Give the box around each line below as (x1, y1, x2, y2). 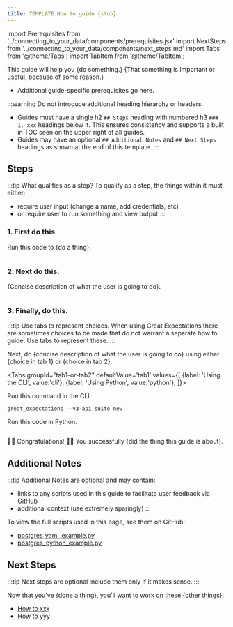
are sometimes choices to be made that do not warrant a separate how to (7, 329, 218, 338)
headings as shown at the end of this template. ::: (17, 142, 159, 151)
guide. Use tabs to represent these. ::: (7, 336, 116, 345)
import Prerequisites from (7, 29, 81, 38)
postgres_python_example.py (17, 538, 102, 547)
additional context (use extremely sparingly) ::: (17, 504, 151, 513)
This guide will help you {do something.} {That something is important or (7, 65, 216, 73)
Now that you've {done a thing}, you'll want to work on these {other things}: (7, 591, 225, 599)
